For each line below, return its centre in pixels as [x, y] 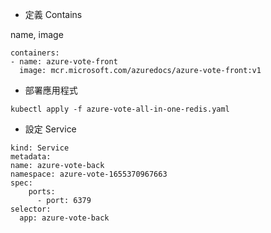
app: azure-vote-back [64, 218]
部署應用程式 [51, 90]
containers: [35, 53]
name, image [37, 34]
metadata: [31, 157]
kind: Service [40, 148]
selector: [31, 209]
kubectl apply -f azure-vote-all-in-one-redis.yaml [120, 109]
